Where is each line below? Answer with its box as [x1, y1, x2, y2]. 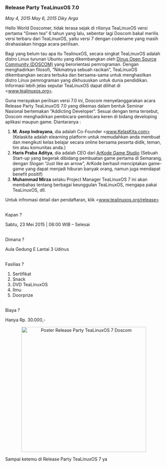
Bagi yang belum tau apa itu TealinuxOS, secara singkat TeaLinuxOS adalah [5, 51, 161, 57]
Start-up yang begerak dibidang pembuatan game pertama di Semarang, [12, 155, 163, 161]
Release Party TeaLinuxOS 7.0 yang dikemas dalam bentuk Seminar [5, 103, 144, 109]
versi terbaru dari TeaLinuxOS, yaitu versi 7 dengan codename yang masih [5, 36, 159, 42]
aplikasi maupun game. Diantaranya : [5, 119, 81, 125]
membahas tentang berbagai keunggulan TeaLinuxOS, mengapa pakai [12, 182, 157, 188]
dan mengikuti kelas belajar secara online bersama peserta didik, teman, [12, 139, 162, 145]
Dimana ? [5, 237, 24, 243]
